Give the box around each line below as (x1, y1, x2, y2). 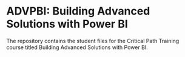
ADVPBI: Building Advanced (6, 4, 150, 18)
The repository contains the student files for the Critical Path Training (6, 37, 180, 44)
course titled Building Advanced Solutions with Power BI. (6, 44, 149, 51)
